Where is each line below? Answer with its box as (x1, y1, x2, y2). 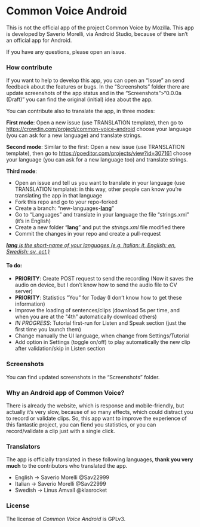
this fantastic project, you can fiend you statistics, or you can (6, 421, 156, 428)
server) (14, 288, 33, 295)
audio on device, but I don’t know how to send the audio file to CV (14, 281, 177, 288)
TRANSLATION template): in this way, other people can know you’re (14, 185, 182, 193)
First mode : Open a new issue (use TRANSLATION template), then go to (6, 119, 183, 126)
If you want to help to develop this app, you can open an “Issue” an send (6, 77, 185, 84)
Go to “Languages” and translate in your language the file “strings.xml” (14, 211, 189, 218)
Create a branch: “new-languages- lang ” (14, 205, 115, 212)
